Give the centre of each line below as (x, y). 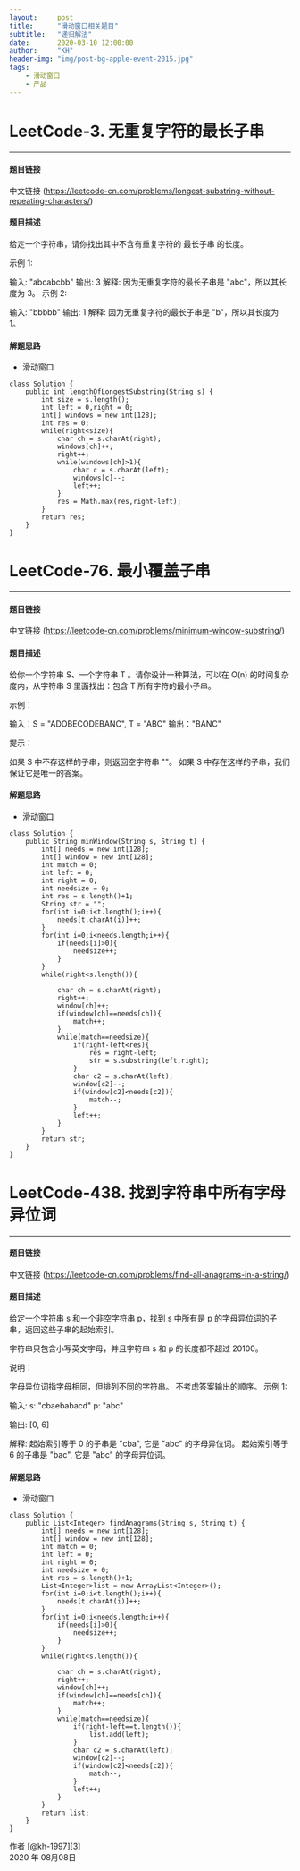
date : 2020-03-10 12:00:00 (71, 43)
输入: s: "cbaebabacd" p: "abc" (67, 1406)
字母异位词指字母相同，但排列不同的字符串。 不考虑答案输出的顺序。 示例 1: (148, 1387)
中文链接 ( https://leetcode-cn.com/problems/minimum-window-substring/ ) (147, 631)
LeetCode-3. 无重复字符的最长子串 (137, 131)
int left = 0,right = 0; (87, 408)
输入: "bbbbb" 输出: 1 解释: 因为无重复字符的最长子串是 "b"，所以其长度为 (144, 312)
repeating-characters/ (50, 200)
